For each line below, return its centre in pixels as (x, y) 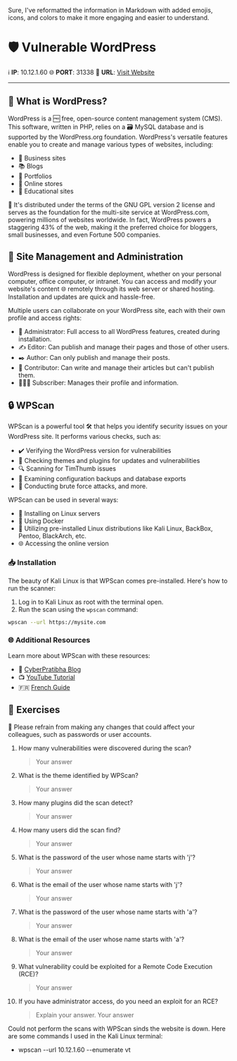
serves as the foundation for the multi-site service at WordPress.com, (109, 212)
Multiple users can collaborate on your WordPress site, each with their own (117, 310)
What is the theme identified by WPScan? (78, 775)
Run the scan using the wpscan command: (78, 609)
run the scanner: (32, 588)
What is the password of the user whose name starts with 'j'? (107, 857)
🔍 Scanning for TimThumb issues (67, 469)
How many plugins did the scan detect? (75, 802)
